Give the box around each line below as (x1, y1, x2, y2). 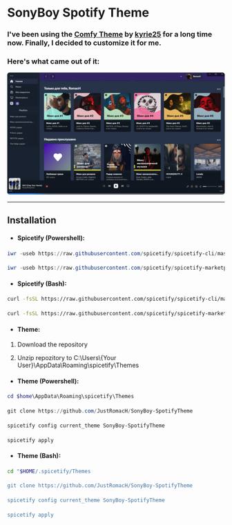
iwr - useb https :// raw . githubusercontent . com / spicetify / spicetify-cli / (7, 250, 217, 257)
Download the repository (17, 340, 88, 349)
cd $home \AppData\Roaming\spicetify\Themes (7, 393, 135, 400)
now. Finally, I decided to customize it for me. (7, 38, 162, 48)
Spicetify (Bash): (17, 279, 67, 288)
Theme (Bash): (17, 452, 61, 460)
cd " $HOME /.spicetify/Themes (7, 468, 91, 475)
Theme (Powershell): (17, 377, 79, 385)
